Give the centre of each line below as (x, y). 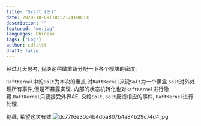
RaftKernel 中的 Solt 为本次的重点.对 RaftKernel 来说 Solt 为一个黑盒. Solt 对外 (98, 81)
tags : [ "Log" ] (24, 40)
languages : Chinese (31, 34)
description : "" (26, 23)
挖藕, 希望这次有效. (30, 116)
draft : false (22, 51)
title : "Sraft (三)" (31, 12)
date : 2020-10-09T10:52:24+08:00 (48, 17)
